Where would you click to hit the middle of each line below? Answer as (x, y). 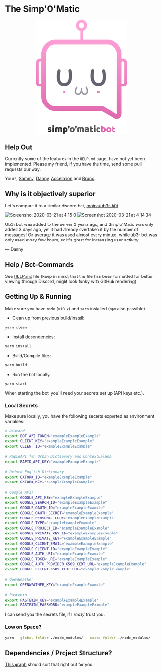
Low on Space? (24, 627)
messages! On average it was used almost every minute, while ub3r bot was (81, 235)
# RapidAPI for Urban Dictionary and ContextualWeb (58, 457)
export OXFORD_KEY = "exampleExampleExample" (50, 482)
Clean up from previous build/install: (48, 318)
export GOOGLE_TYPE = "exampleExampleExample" (51, 523)
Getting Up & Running (38, 297)
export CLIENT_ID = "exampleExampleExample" (49, 446)
